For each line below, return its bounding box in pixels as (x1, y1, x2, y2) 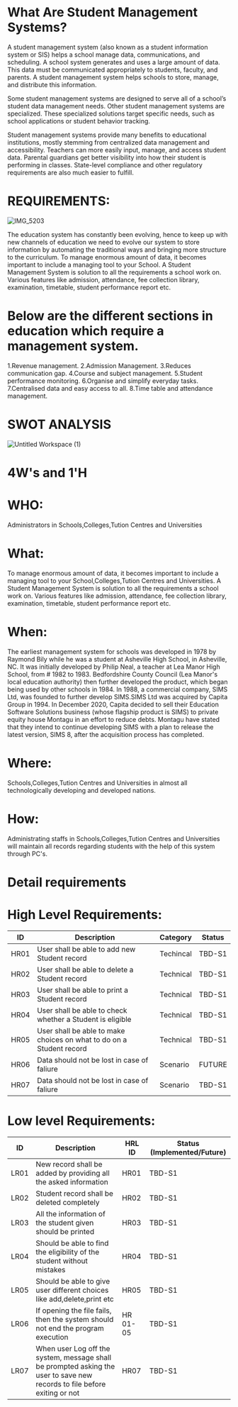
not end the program (35, 1323, 104, 1333)
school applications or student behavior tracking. (7, 116, 151, 125)
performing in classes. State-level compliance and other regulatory (7, 160, 203, 169)
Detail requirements (7, 874, 127, 890)
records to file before (35, 1379, 106, 1389)
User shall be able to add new (36, 944, 136, 954)
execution (35, 1332, 69, 1342)
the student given (35, 1218, 94, 1228)
